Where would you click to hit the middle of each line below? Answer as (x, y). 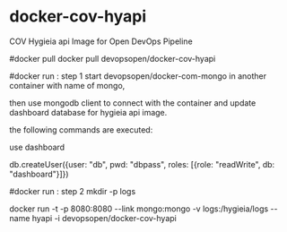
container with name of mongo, (67, 85)
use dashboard (37, 147)
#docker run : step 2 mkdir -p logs (73, 191)
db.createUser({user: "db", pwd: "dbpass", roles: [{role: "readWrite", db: (142, 164)
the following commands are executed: (81, 129)
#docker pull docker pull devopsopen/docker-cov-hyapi (113, 58)
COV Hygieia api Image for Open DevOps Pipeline (101, 41)
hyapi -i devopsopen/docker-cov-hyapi (104, 218)
